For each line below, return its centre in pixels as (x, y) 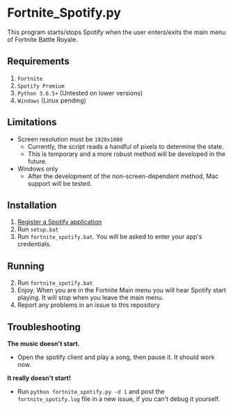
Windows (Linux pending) (52, 100)
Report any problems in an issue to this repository (88, 305)
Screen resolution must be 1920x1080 (70, 139)
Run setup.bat (38, 229)
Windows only (38, 168)
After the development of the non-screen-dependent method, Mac (123, 176)
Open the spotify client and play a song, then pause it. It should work (116, 357)
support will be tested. (60, 183)
